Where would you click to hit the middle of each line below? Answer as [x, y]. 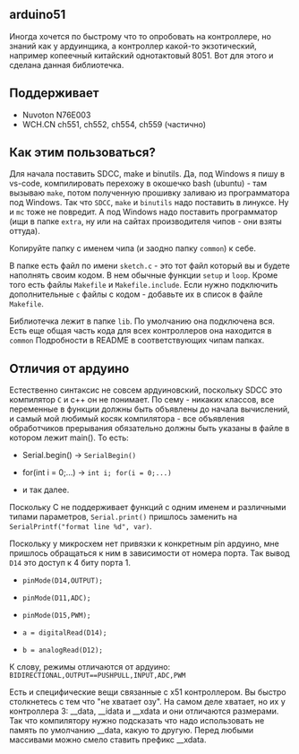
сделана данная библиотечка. [67, 65]
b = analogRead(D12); [62, 650]
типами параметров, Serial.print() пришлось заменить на [124, 517]
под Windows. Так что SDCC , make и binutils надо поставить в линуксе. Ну [149, 203]
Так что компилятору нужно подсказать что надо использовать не [137, 721]
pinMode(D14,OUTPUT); [62, 581]
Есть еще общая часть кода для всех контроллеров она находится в [141, 331]
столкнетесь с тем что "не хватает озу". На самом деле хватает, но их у [147, 702]
